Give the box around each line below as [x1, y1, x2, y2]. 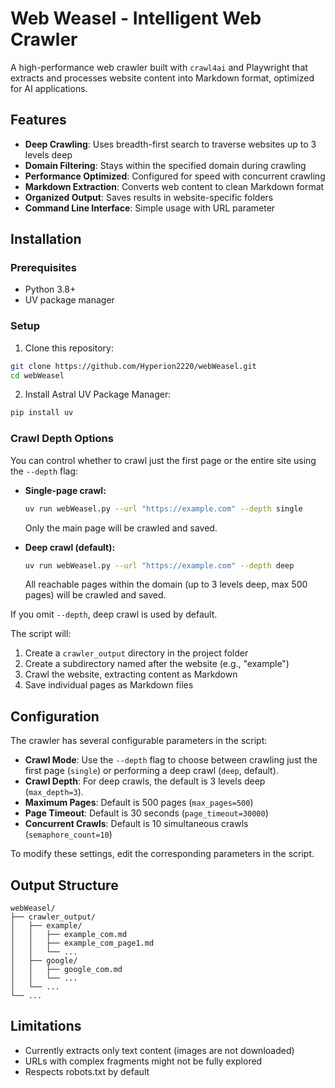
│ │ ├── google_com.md [10, 965, 123, 975]
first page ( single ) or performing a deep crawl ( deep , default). [24, 765, 279, 777]
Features [10, 112, 67, 129]
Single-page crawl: [24, 484, 107, 496]
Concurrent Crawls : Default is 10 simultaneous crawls [24, 818, 249, 830]
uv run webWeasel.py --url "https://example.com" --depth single [24, 503, 303, 514]
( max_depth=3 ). [24, 786, 84, 798]
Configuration [10, 708, 100, 725]
